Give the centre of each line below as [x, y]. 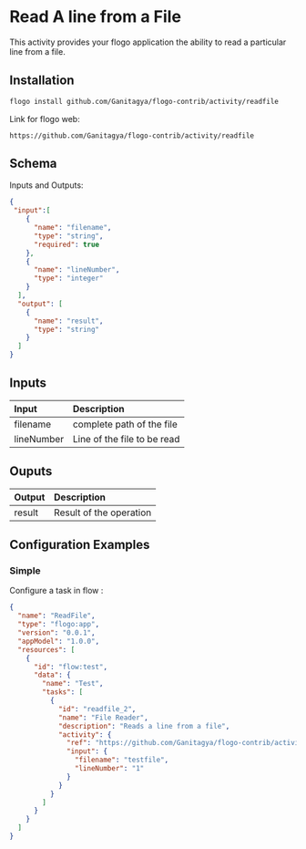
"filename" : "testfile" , [122, 760]
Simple [25, 570]
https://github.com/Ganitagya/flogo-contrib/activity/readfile [132, 135]
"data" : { [52, 675]
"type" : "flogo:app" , [59, 625]
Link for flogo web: [45, 119]
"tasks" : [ [63, 692]
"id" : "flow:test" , [70, 667]
